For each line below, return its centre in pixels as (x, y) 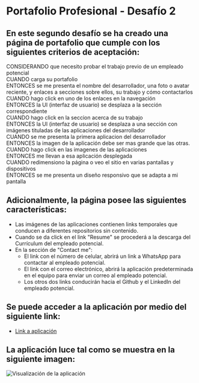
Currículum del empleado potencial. (59, 243)
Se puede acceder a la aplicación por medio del (96, 307)
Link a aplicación (36, 331)
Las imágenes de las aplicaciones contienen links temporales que (96, 224)
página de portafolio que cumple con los (83, 42)
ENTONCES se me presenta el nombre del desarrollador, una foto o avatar (98, 86)
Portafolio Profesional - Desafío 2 (91, 11)
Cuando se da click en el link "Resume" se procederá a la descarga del (103, 237)
